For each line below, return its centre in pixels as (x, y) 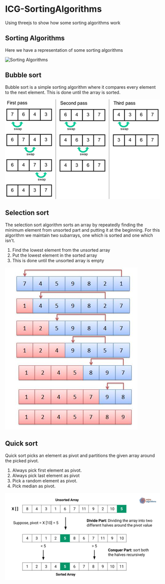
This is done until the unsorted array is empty (58, 260)
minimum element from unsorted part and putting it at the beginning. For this (82, 230)
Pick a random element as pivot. (45, 481)
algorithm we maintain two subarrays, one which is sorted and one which (79, 235)
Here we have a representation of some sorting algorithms (64, 50)
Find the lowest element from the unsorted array (61, 250)
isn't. (10, 240)
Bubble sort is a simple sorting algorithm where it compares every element (81, 87)
